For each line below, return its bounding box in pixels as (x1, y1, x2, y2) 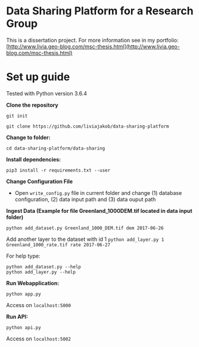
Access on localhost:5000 (6, 301, 71, 308)
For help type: (6, 252, 41, 259)
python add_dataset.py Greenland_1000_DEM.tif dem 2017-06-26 (6, 225, 164, 231)
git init (6, 113, 28, 119)
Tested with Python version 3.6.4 (6, 89, 88, 97)
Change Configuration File (6, 178, 73, 185)
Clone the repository (6, 101, 58, 109)
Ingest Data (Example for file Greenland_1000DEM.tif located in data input (6, 207, 192, 214)
